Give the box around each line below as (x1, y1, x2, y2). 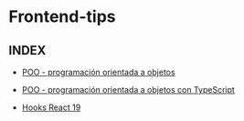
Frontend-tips (8, 6, 116, 27)
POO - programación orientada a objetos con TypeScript (21, 85, 235, 95)
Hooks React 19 (21, 102, 81, 113)
